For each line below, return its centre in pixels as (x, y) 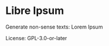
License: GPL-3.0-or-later (36, 38)
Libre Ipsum (35, 11)
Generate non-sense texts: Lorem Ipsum (54, 27)
